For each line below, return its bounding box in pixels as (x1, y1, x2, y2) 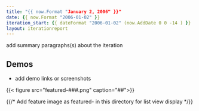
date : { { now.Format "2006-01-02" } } (6, 14, 100, 20)
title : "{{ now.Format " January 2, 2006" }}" (6, 8, 121, 15)
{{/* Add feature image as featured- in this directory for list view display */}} (6, 98, 193, 105)
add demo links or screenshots (14, 75, 91, 82)
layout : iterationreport (6, 25, 68, 32)
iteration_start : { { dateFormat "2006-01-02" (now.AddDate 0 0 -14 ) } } (6, 20, 191, 26)
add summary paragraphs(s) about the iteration (6, 42, 123, 49)
